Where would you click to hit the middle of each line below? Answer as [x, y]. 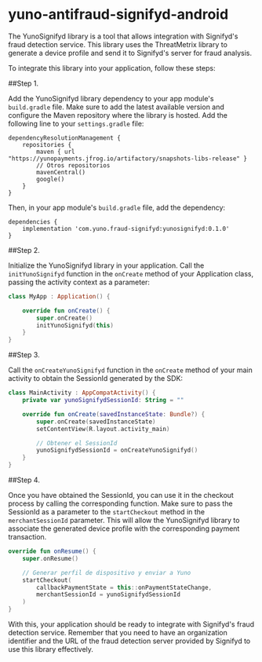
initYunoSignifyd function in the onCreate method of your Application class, [131, 273]
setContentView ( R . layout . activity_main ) [103, 429]
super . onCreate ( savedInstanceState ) [96, 422]
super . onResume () [51, 558]
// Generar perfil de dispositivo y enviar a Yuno [107, 572]
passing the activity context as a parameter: [79, 282]
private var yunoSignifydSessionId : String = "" [103, 400]
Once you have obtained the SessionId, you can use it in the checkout [121, 496]
